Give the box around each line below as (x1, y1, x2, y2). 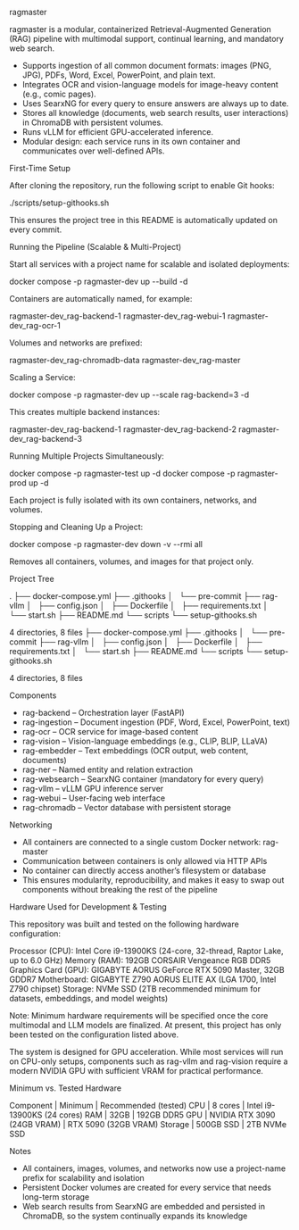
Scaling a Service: (9, 372, 76, 382)
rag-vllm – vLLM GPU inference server (21, 784, 164, 794)
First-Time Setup (9, 163, 71, 173)
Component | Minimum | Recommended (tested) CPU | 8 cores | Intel (9, 1101, 263, 1110)
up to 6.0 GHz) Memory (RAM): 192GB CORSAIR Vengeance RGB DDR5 (9, 955, 271, 966)
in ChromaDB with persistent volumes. (21, 117, 163, 128)
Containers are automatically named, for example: (9, 294, 193, 303)
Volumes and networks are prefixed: (9, 337, 143, 348)
